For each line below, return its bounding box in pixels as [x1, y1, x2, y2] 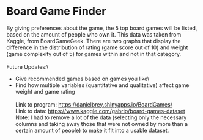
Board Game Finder [6, 4, 106, 18]
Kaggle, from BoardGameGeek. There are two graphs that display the [6, 37, 181, 44]
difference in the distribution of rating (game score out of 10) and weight [6, 44, 188, 51]
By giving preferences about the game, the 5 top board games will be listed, [6, 24, 197, 32]
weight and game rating [15, 88, 75, 95]
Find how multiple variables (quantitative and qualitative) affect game [15, 81, 190, 89]
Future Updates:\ [6, 63, 49, 71]
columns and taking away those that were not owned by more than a [15, 120, 188, 127]
